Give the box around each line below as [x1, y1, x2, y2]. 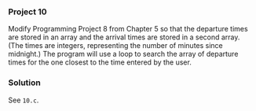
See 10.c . [8, 95, 39, 105]
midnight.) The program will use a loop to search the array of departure [8, 50, 239, 59]
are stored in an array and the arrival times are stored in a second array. [8, 32, 240, 42]
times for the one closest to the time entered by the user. [8, 57, 192, 67]
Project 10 [8, 6, 47, 17]
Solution [8, 77, 42, 88]
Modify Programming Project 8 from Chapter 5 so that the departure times [8, 24, 249, 34]
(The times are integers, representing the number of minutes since [8, 41, 224, 50]
